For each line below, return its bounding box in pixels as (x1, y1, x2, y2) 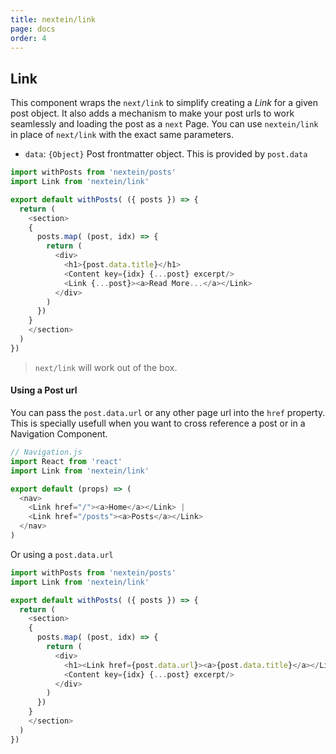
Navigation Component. (10, 428, 108, 440)
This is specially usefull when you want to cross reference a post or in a (10, 417, 306, 430)
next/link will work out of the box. (34, 361, 178, 373)
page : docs (10, 24, 56, 34)
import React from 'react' (10, 456, 123, 466)
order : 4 (10, 33, 47, 43)
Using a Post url (10, 384, 78, 396)
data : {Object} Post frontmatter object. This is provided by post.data (24, 148, 308, 160)
